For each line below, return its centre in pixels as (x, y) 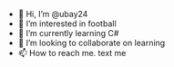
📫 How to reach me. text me (72, 53)
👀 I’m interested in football (67, 24)
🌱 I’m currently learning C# (68, 33)
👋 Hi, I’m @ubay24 (53, 14)
